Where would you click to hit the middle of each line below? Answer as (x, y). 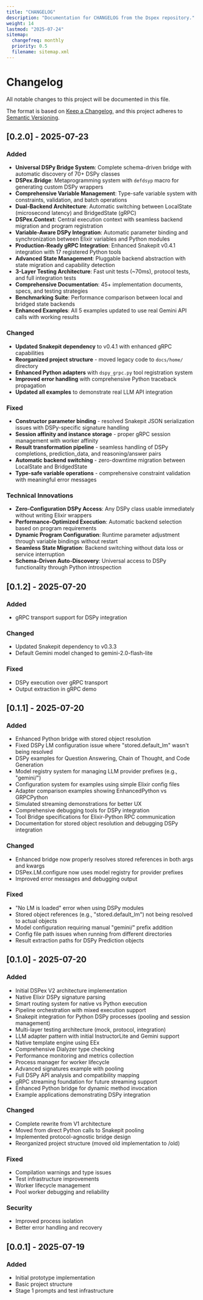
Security (19, 1208)
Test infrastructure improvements (57, 1179)
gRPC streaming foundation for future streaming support (86, 1081)
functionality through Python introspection (68, 568)
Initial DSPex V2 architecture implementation (71, 990)
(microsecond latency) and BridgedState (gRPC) (76, 213)
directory (27, 366)
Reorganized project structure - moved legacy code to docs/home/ (99, 359)
